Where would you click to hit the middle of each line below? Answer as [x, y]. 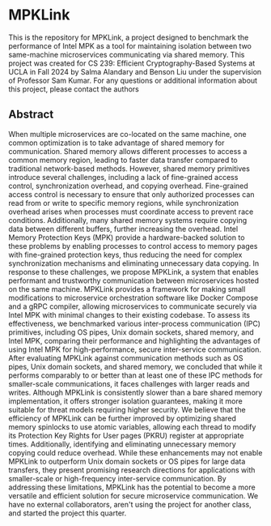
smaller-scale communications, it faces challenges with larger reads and [129, 383]
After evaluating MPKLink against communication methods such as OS [126, 357]
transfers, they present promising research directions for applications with [132, 470]
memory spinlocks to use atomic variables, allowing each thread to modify [132, 426]
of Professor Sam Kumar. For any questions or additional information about [133, 80]
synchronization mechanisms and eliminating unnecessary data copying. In [134, 263]
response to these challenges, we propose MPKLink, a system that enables [133, 272]
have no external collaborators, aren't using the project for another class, [130, 504]
